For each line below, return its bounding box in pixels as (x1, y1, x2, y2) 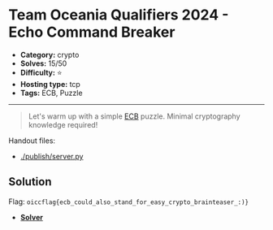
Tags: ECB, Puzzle (19, 88, 83, 98)
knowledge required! (28, 119, 98, 129)
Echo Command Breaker (8, 23, 175, 41)
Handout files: (8, 136, 55, 145)
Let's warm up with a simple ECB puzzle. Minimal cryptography (28, 111, 241, 121)
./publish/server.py (19, 151, 84, 161)
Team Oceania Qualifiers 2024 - (8, 6, 229, 24)
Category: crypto (19, 50, 80, 59)
